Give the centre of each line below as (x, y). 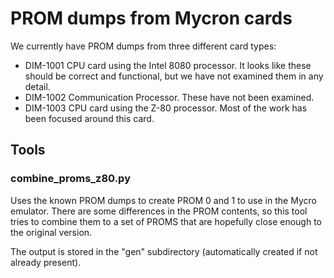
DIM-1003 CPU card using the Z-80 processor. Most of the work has (166, 108)
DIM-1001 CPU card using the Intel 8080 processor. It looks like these (168, 65)
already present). (46, 262)
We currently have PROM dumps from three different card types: (143, 46)
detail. (37, 86)
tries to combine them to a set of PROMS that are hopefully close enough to (166, 221)
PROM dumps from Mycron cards (151, 18)
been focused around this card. (89, 118)
